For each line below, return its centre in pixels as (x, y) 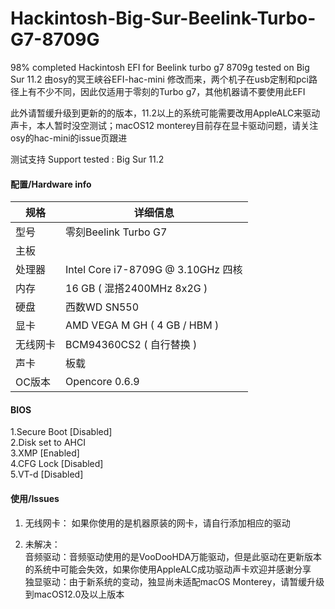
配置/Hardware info (51, 184)
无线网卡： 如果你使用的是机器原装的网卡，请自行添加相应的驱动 (157, 523)
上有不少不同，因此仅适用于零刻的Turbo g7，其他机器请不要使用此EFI (162, 91)
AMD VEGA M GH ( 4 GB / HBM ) (142, 325)
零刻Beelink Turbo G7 (116, 232)
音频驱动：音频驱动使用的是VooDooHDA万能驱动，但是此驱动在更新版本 (173, 556)
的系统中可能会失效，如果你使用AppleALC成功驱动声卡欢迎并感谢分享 (168, 569)
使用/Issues (35, 498)
